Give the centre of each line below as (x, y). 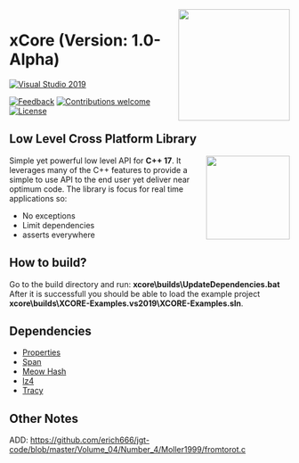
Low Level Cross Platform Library (103, 139)
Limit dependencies (58, 225)
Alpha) (35, 59)
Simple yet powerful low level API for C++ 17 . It (95, 161)
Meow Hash (44, 372)
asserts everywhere (58, 235)
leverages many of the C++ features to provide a (99, 169)
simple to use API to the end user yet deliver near (100, 179)
